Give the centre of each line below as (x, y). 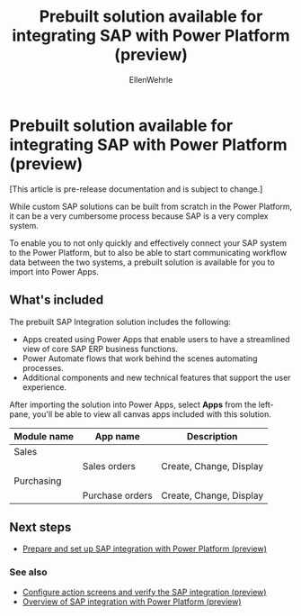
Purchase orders (117, 495)
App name (118, 436)
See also (28, 572)
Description (212, 436)
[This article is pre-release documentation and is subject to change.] (136, 189)
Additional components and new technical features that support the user (156, 377)
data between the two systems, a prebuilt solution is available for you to (142, 262)
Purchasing (38, 481)
